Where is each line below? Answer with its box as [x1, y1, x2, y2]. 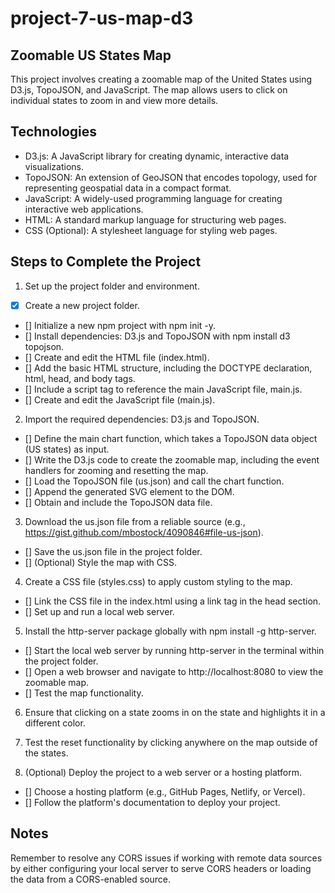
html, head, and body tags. [24, 372, 136, 384]
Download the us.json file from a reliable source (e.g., [24, 515, 246, 527]
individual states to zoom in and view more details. [10, 95, 219, 106]
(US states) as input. [24, 443, 110, 455]
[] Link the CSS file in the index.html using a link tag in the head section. [24, 595, 322, 607]
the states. [24, 747, 69, 759]
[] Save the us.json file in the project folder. [24, 545, 203, 557]
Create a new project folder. [24, 299, 140, 311]
